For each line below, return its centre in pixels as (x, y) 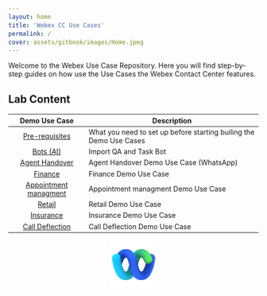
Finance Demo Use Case (129, 173)
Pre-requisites (47, 136)
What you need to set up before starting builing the (172, 132)
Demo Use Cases (117, 140)
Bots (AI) (47, 152)
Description (172, 120)
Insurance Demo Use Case (132, 216)
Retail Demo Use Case (125, 204)
